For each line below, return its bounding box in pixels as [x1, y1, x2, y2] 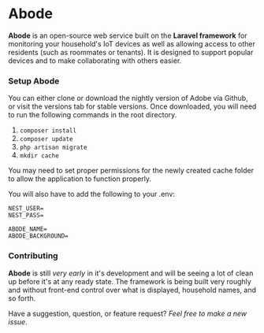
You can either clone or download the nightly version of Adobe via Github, [8, 94, 248, 103]
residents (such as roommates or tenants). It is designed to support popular [8, 47, 254, 57]
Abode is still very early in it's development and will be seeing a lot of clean [8, 268, 254, 278]
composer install [19, 127, 77, 135]
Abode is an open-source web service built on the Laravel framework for [8, 31, 247, 40]
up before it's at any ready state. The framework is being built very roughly [8, 276, 252, 286]
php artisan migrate [19, 143, 87, 152]
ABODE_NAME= [8, 225, 47, 233]
